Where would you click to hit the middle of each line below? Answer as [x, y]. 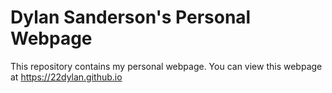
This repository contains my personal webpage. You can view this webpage [166, 66]
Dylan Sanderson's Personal [131, 17]
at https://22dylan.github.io [66, 77]
